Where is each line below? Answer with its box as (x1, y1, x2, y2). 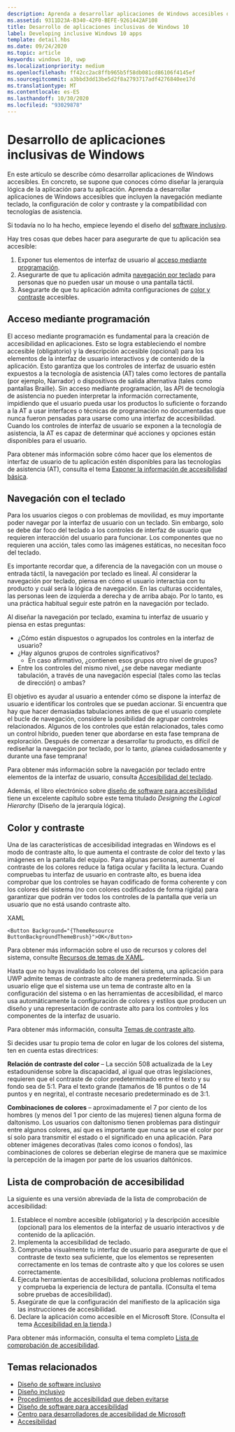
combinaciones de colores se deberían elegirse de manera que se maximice (7, 1148, 227, 1157)
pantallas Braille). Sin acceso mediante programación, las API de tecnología (7, 384, 225, 392)
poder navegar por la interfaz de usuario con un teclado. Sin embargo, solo (7, 519, 224, 527)
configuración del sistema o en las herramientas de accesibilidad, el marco (7, 989, 223, 997)
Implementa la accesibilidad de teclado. (17, 1238, 132, 1247)
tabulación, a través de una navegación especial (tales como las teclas (17, 671, 222, 679)
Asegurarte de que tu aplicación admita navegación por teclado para (17, 270, 215, 279)
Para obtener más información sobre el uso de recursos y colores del (7, 946, 207, 955)
